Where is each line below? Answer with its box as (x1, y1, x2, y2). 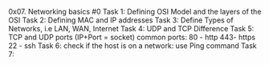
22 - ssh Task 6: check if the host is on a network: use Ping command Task (8, 41, 257, 51)
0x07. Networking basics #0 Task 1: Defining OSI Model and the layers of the (8, 7, 262, 16)
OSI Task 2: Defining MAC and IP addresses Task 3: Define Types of (8, 15, 234, 25)
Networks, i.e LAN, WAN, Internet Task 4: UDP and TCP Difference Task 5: (8, 24, 255, 33)
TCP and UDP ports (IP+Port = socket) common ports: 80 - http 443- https (8, 32, 255, 42)
